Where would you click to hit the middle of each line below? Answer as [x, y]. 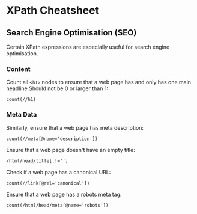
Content [19, 69]
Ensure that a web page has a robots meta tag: [64, 194]
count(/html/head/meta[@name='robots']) [58, 205]
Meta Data [22, 115]
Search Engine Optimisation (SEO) [71, 33]
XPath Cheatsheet [53, 11]
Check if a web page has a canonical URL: [59, 172]
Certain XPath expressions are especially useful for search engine [88, 47]
